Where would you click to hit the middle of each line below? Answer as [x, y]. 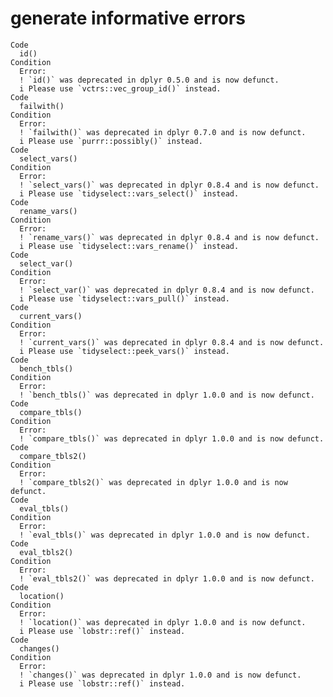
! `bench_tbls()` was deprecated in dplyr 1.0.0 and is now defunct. [167, 395]
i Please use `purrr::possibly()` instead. [111, 141]
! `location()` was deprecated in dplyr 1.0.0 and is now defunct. [163, 622]
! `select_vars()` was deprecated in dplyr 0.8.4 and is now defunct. [169, 185]
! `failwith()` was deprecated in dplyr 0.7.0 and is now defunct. [163, 132]
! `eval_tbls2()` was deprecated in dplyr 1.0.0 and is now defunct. [167, 578]
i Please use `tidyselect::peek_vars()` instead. [124, 351]
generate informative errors [128, 18]
